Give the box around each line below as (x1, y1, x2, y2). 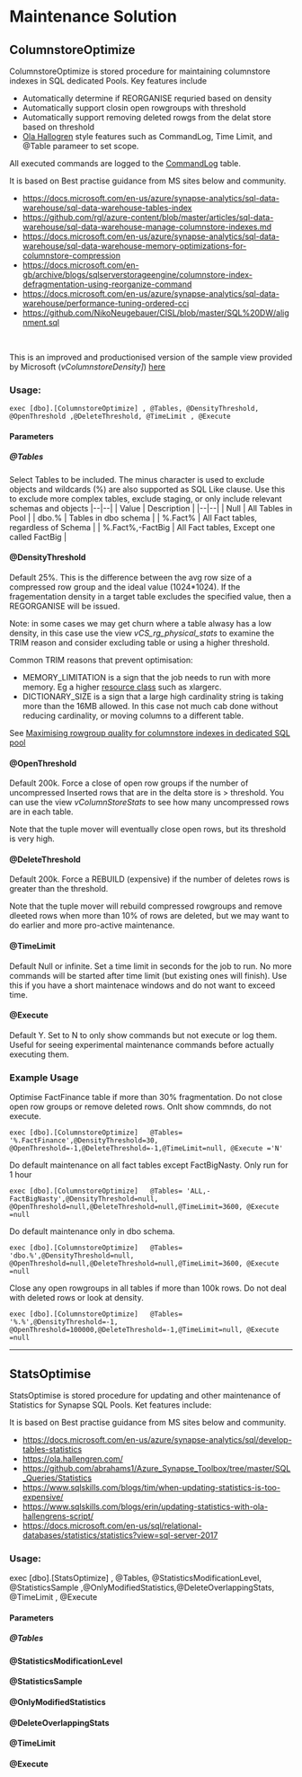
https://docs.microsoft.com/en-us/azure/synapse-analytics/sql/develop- (22, 1434, 292, 1444)
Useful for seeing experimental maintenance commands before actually (9, 1039, 274, 1050)
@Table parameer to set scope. (22, 141, 139, 151)
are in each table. (9, 806, 74, 817)
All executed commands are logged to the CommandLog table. (9, 158, 241, 168)
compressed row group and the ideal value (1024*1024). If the (9, 582, 241, 592)
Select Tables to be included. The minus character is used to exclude (9, 474, 265, 484)
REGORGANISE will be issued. (9, 600, 120, 612)
